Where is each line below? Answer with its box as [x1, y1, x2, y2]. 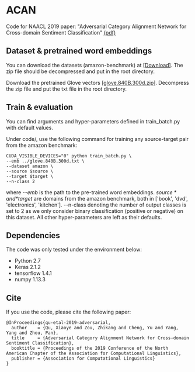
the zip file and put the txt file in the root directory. [6, 85, 127, 92]
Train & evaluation [6, 102, 74, 112]
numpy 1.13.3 [14, 276, 46, 283]
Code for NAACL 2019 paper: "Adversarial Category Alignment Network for [6, 23, 187, 30]
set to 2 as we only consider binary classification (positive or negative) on [6, 207, 184, 214]
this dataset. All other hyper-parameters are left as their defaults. [6, 213, 162, 221]
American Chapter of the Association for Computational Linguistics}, [6, 350, 182, 357]
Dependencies [6, 230, 60, 240]
